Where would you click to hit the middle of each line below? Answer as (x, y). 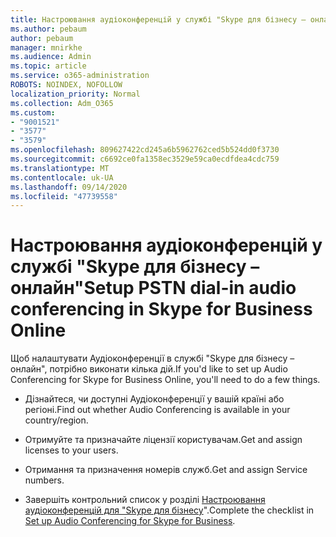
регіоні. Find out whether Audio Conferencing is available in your (157, 410)
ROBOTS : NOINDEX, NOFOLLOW (66, 85)
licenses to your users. (71, 450)
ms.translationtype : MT (60, 168)
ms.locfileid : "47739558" (64, 196)
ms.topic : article (48, 66)
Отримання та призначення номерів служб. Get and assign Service (166, 470)
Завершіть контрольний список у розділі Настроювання (145, 500)
